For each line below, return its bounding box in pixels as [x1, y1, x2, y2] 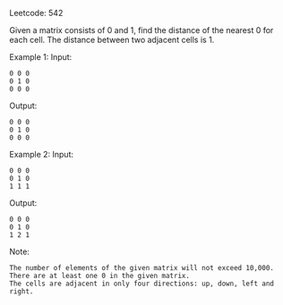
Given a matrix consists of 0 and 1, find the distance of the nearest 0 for [9, 25, 274, 35]
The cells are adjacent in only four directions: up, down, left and [9, 279, 275, 288]
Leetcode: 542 [9, 8, 64, 18]
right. [9, 287, 34, 296]
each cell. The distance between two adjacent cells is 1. [9, 35, 215, 45]
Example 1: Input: [9, 52, 73, 62]
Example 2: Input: [9, 149, 74, 159]
